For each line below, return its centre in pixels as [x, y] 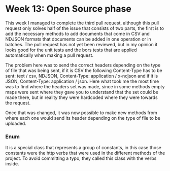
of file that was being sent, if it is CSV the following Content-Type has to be [84, 70]
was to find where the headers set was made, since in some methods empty [85, 86]
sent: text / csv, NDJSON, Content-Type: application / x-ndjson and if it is [82, 76]
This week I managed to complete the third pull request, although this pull [82, 23]
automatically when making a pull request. [49, 55]
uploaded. [16, 123]
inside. [12, 164]
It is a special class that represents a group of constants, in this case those [83, 148]
